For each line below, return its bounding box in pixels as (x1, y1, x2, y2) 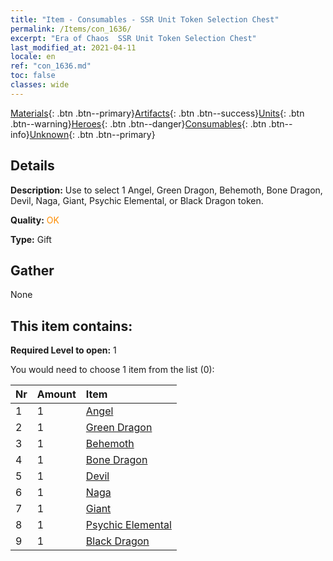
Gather (10, 262, 55, 279)
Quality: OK (10, 214, 60, 226)
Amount (36, 387, 77, 401)
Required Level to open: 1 (10, 344, 117, 356)
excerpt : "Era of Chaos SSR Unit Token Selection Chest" (10, 33, 257, 43)
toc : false (10, 71, 56, 81)
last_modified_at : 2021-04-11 (10, 42, 137, 53)
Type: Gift (10, 233, 52, 245)
